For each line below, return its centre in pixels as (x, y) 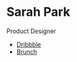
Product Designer (31, 31)
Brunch (27, 52)
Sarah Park (38, 12)
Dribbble (29, 44)
